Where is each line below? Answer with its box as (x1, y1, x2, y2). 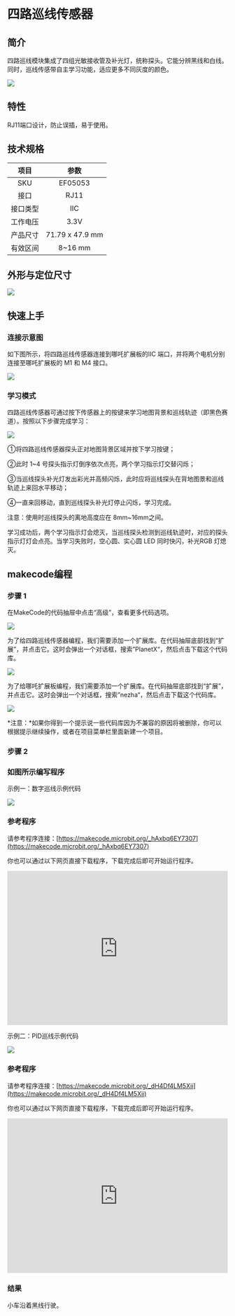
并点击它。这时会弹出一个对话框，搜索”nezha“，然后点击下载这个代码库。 (7, 691, 220, 699)
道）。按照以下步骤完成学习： (7, 417, 90, 425)
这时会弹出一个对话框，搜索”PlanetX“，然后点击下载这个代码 (52, 645, 228, 654)
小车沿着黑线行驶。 (7, 1301, 63, 1309)
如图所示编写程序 (7, 767, 65, 776)
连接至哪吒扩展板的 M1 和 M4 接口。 (7, 359, 112, 367)
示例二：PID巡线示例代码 (7, 1031, 79, 1041)
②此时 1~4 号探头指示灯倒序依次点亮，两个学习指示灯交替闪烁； (7, 460, 196, 468)
